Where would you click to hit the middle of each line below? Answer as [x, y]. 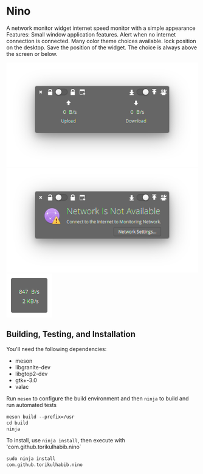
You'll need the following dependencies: [57, 349]
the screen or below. [32, 54]
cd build [17, 423]
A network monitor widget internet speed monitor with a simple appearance [101, 28]
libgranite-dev [33, 367]
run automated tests [31, 405]
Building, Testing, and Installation [71, 334]
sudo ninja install [31, 458]
